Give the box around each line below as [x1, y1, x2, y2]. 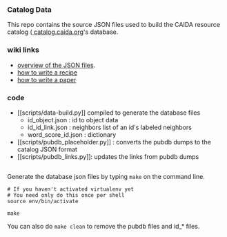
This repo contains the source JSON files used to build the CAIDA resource [7, 21, 221, 29]
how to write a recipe [17, 68, 78, 77]
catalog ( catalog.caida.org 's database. [7, 28, 119, 36]
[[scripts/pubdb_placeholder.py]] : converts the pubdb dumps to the [17, 138, 212, 146]
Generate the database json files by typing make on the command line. [7, 173, 206, 181]
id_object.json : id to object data [27, 115, 119, 124]
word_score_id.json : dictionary [27, 130, 117, 139]
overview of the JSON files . [17, 61, 95, 69]
